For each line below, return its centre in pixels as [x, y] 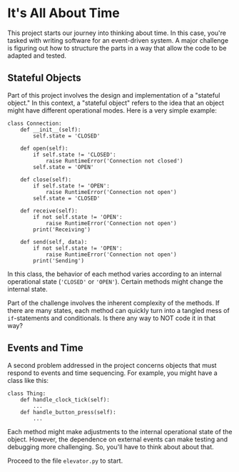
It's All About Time [63, 13]
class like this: [28, 380]
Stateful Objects [45, 78]
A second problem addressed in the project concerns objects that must [112, 365]
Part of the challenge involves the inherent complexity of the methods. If [113, 303]
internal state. [27, 289]
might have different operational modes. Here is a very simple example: [112, 110]
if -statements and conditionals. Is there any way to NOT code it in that [112, 318]
